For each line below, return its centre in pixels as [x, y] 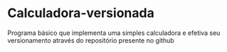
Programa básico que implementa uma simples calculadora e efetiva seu [114, 33]
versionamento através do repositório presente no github [91, 40]
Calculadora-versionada [81, 13]
